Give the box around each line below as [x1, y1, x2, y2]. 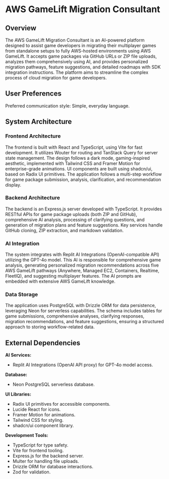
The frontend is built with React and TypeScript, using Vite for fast [5, 144, 143, 150]
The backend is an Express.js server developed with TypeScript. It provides [5, 206, 162, 212]
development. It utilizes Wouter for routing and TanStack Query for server [5, 149, 158, 155]
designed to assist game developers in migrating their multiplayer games [5, 42, 156, 49]
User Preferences [5, 90, 62, 98]
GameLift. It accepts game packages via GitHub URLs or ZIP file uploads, [5, 53, 157, 59]
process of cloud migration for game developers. [5, 75, 107, 80]
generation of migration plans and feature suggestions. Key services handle [5, 222, 163, 228]
